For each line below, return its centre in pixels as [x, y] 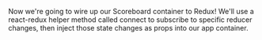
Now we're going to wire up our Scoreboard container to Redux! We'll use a [131, 11]
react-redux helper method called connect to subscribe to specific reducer [130, 20]
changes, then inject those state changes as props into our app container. [128, 28]
